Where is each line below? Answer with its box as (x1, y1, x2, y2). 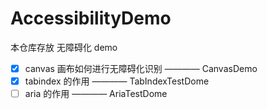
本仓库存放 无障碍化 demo (10, 41, 118, 53)
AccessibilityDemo (10, 7, 172, 30)
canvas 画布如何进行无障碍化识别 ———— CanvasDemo (24, 62, 258, 74)
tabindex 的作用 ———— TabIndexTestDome (24, 75, 210, 87)
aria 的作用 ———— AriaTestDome (24, 88, 168, 100)
